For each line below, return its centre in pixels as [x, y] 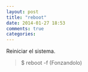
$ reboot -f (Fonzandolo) [51, 63]
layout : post [22, 12]
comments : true [25, 28]
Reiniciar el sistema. [31, 51]
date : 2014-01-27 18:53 [36, 23]
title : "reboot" [26, 17]
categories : [21, 34]
